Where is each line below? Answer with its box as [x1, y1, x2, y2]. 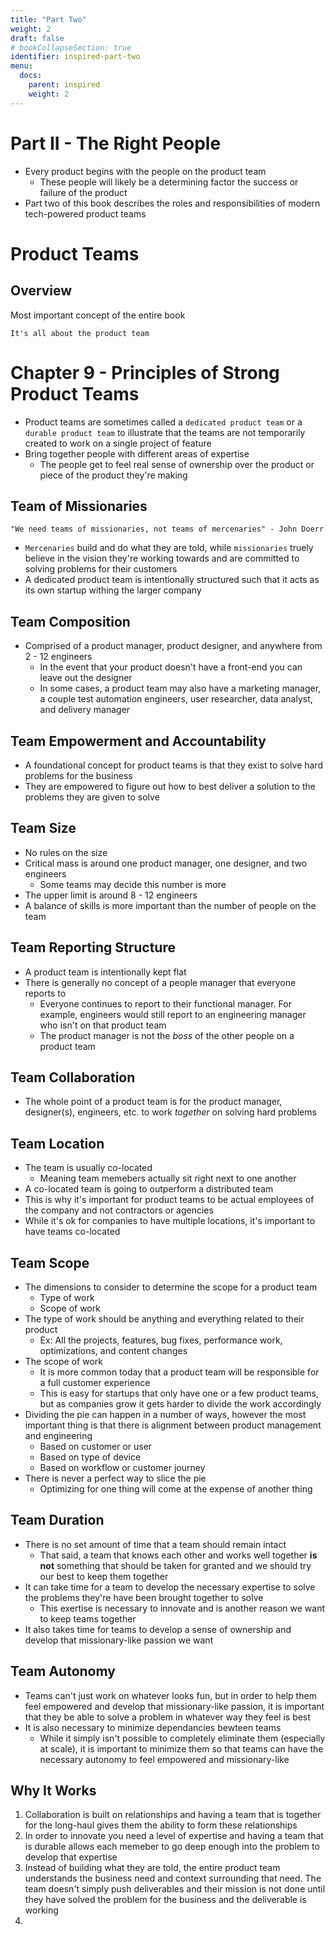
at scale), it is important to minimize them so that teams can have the [39, 1742, 324, 1755]
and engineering [24, 1430, 93, 1441]
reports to [24, 987, 67, 999]
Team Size [10, 820, 77, 837]
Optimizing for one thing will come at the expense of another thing [39, 1483, 313, 1495]
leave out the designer [39, 672, 133, 684]
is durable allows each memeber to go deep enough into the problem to [24, 1841, 320, 1853]
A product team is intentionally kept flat [24, 966, 187, 978]
